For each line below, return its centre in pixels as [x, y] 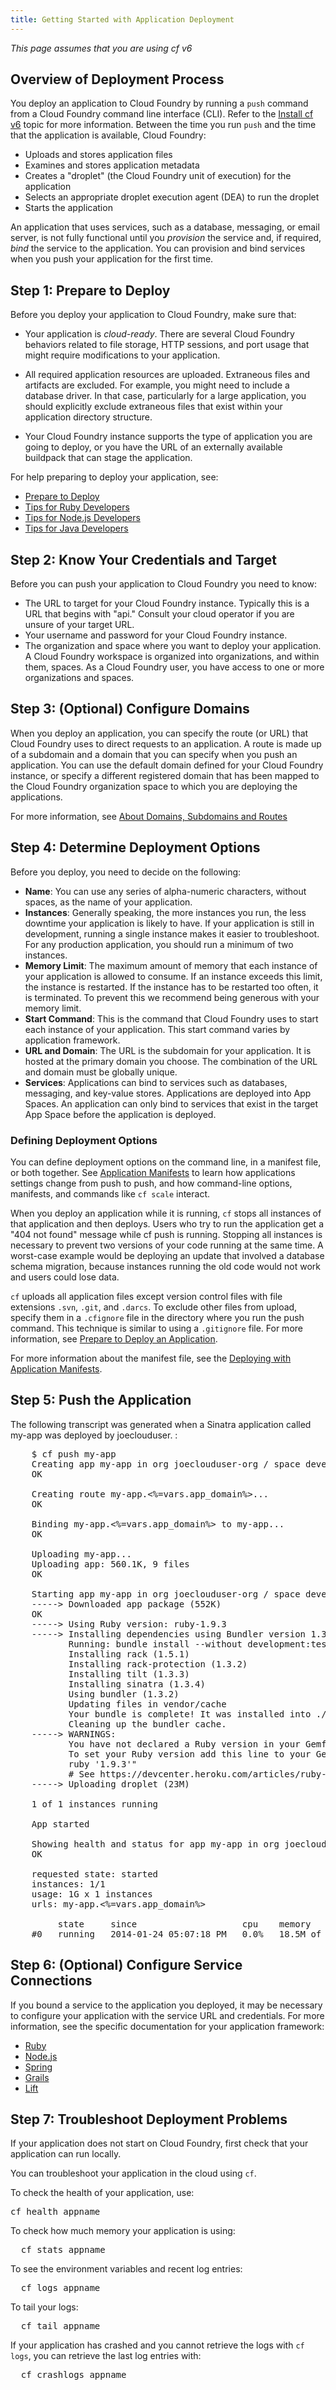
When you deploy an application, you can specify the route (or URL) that [159, 733]
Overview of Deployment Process [117, 79]
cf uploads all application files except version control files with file [146, 1296]
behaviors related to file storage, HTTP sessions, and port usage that [167, 345]
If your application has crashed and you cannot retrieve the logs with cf [157, 2345]
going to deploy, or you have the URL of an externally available [153, 447]
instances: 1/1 [68, 1884]
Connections [51, 1981]
